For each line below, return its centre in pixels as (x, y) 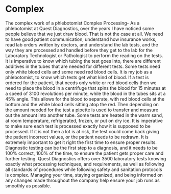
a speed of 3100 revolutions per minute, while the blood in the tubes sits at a (86, 93)
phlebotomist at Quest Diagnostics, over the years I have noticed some (80, 28)
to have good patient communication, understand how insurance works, (81, 39)
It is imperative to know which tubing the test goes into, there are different (83, 61)
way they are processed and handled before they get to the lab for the (79, 50)
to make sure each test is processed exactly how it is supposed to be (78, 126)
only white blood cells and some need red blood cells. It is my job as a (79, 71)
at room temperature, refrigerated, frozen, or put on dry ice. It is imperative (84, 120)
